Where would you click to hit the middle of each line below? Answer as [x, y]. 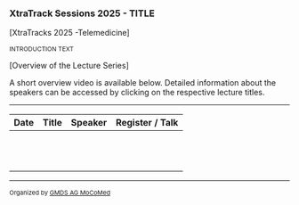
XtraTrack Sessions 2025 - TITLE [82, 13]
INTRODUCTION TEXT [41, 49]
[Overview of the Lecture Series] [69, 66]
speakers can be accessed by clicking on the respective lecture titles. [137, 93]
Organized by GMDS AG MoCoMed [60, 193]
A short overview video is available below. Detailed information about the [143, 83]
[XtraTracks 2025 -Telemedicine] [70, 33]
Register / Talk [147, 123]
